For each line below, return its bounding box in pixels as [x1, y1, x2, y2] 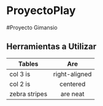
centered [59, 80, 86, 88]
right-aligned [53, 69, 92, 78]
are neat [60, 90, 85, 98]
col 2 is [9, 80, 31, 88]
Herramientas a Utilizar [6, 41, 97, 52]
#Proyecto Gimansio [6, 24, 58, 31]
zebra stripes [9, 90, 48, 98]
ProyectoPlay [6, 4, 76, 18]
